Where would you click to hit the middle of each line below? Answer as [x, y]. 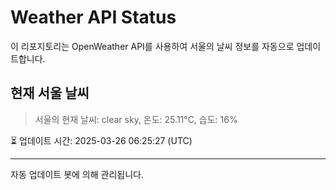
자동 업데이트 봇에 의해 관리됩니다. [77, 174]
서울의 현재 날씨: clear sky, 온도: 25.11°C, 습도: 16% [136, 119]
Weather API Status [93, 17]
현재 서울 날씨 [50, 93]
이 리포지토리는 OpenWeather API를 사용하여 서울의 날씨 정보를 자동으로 [152, 46]
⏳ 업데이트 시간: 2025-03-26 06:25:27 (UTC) [101, 140]
